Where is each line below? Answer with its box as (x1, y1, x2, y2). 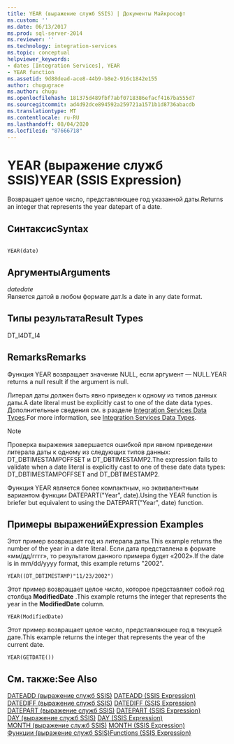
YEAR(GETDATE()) (7, 654, 54, 661)
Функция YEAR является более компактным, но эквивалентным (7, 483, 199, 492)
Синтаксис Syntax (7, 223, 89, 235)
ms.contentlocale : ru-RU (7, 114, 80, 121)
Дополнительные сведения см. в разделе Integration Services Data (7, 406, 207, 414)
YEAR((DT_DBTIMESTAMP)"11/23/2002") (7, 573, 114, 580)
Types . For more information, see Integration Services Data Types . (7, 413, 197, 421)
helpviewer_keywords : (7, 56, 71, 63)
